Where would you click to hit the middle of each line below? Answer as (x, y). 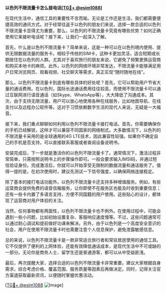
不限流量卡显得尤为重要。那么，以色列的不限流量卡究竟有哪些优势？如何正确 (83, 31)
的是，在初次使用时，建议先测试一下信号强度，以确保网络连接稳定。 (87, 171)
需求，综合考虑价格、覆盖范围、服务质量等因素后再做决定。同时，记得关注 (81, 269)
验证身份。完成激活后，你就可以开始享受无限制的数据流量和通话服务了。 (83, 165)
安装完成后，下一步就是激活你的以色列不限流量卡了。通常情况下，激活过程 (81, 153)
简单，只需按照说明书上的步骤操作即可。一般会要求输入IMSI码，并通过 (81, 159)
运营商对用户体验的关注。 (40, 200)
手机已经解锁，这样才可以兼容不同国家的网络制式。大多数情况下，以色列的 (85, 130)
